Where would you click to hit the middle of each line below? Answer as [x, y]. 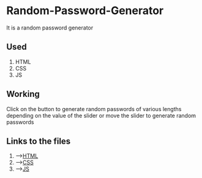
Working [23, 94]
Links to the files [39, 141]
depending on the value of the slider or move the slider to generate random [101, 115]
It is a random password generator [50, 28]
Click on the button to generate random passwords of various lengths [94, 109]
